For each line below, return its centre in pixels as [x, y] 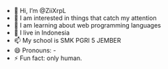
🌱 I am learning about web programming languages [87, 25]
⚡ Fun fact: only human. [48, 58]
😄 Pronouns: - [35, 50]
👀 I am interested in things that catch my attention [85, 18]
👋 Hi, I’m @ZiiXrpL [40, 11]
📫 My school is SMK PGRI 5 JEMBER [67, 40]
